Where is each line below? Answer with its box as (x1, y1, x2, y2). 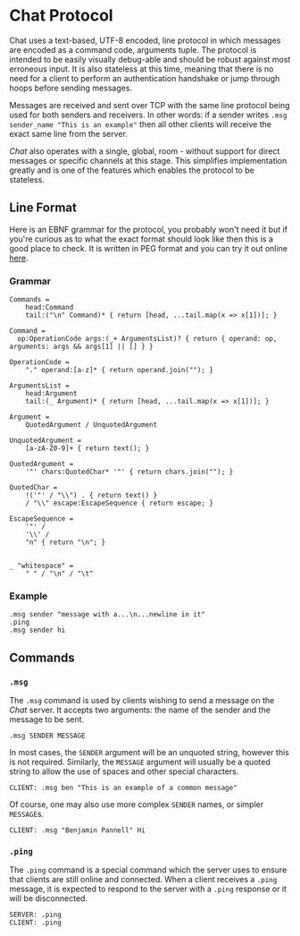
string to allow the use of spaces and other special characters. (9, 766, 239, 777)
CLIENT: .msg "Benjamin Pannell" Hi (9, 826, 146, 835)
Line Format (9, 200, 78, 216)
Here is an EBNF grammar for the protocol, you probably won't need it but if (9, 224, 288, 234)
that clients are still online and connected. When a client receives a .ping (9, 874, 278, 885)
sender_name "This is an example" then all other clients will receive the (9, 118, 272, 130)
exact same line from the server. (9, 128, 128, 139)
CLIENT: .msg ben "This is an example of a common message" (9, 784, 238, 793)
